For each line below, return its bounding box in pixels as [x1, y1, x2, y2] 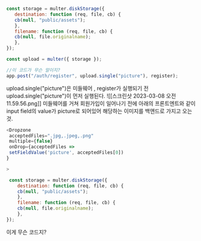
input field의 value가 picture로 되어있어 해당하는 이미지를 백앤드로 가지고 [6, 107, 182, 115]
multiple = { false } [9, 138, 53, 144]
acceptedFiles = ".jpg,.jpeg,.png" [9, 132, 94, 139]
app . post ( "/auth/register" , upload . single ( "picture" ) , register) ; [6, 73, 178, 79]
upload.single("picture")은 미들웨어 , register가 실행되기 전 [6, 84, 149, 92]
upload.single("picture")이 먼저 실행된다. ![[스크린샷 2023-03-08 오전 [6, 92, 177, 100]
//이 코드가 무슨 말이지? [6, 67, 61, 73]
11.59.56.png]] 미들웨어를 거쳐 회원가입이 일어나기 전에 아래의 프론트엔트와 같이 [6, 100, 196, 107]
